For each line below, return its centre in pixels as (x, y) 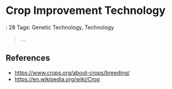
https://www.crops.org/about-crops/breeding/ (72, 73)
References (28, 58)
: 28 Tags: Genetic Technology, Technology (60, 27)
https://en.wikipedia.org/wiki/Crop (57, 79)
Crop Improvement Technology (86, 11)
